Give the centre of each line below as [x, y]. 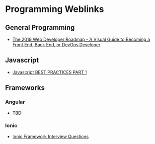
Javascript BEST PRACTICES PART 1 [49, 72]
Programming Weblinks [55, 9]
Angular [15, 102]
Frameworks [25, 88]
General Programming [40, 28]
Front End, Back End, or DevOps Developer [56, 45]
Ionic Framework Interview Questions [50, 136]
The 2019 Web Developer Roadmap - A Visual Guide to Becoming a [81, 39]
